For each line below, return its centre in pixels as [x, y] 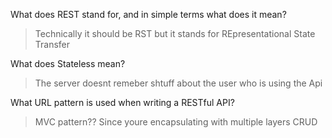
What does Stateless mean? [68, 63]
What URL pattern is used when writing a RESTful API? [122, 102]
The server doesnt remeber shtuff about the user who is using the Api [178, 83]
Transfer [52, 44]
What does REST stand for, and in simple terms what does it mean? [148, 14]
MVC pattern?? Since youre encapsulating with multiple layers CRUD [176, 122]
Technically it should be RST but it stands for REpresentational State [175, 33]
